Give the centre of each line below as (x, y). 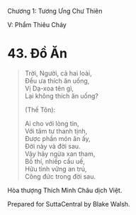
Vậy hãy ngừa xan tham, (60, 154)
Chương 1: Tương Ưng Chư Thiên (55, 11)
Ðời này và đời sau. (52, 146)
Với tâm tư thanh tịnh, (56, 131)
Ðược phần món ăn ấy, (57, 138)
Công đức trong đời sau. (60, 176)
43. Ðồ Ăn (37, 54)
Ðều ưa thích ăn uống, (57, 80)
